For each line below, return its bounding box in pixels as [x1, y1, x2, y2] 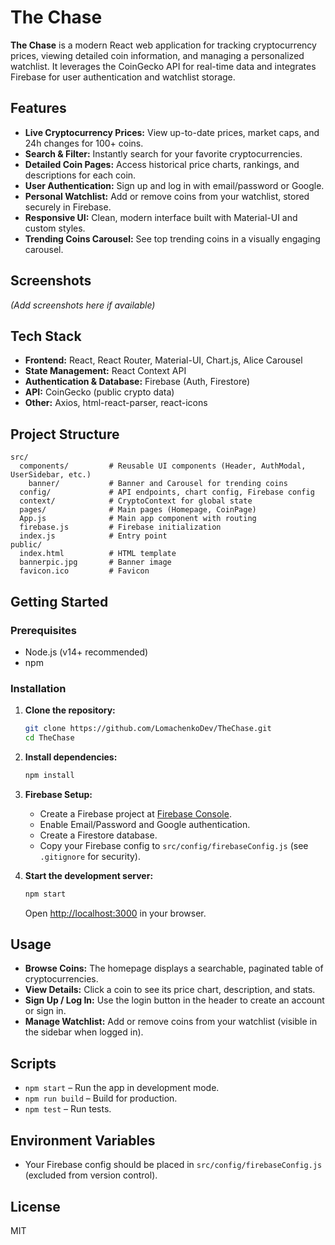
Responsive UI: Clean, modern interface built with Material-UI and [24, 211, 298, 223]
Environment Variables [10, 1132, 156, 1149]
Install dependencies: [24, 751, 118, 763]
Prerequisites [10, 623, 77, 637]
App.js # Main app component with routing [19, 514, 257, 524]
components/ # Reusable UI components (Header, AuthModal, [19, 461, 307, 471]
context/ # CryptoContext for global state [19, 496, 253, 506]
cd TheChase [24, 733, 75, 743]
